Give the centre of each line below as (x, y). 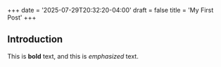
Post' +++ (22, 17)
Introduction (35, 39)
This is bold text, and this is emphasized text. (73, 56)
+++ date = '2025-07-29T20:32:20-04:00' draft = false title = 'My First (110, 10)
